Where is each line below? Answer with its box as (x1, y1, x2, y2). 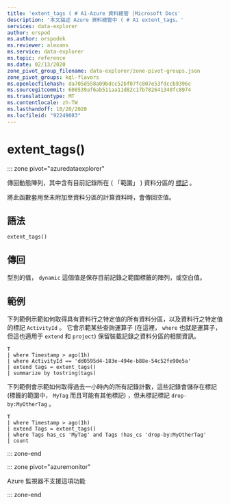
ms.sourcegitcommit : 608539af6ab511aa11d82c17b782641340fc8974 (7, 86, 192, 93)
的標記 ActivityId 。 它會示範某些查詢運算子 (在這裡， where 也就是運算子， (7, 324, 222, 331)
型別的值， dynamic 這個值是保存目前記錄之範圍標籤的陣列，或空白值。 (7, 274, 206, 282)
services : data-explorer (7, 23, 78, 29)
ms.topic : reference (7, 55, 66, 62)
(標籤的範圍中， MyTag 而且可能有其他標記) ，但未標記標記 (7, 392, 170, 399)
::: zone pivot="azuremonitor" (7, 463, 91, 470)
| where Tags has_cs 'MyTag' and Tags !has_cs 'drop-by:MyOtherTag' (7, 431, 207, 438)
